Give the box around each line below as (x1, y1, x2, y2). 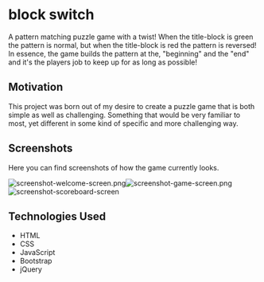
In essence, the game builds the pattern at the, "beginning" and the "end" (8, 49, 250, 58)
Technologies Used (8, 210, 106, 223)
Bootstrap (19, 257, 52, 266)
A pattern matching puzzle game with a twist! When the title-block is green (8, 32, 254, 41)
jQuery (19, 264, 42, 274)
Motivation (8, 80, 64, 94)
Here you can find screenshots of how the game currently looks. (8, 163, 219, 172)
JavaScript (19, 248, 56, 257)
